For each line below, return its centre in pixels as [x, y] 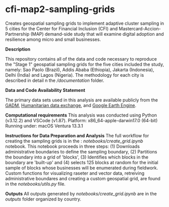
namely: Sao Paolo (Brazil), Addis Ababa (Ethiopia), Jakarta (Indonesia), [80, 70]
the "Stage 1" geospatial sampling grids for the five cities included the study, [85, 64]
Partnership [17, 34]
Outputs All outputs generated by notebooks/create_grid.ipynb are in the [81, 193]
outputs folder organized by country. [43, 199]
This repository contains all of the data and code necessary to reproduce [81, 59]
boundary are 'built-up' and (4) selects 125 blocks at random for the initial [82, 162]
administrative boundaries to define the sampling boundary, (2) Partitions [81, 151]
